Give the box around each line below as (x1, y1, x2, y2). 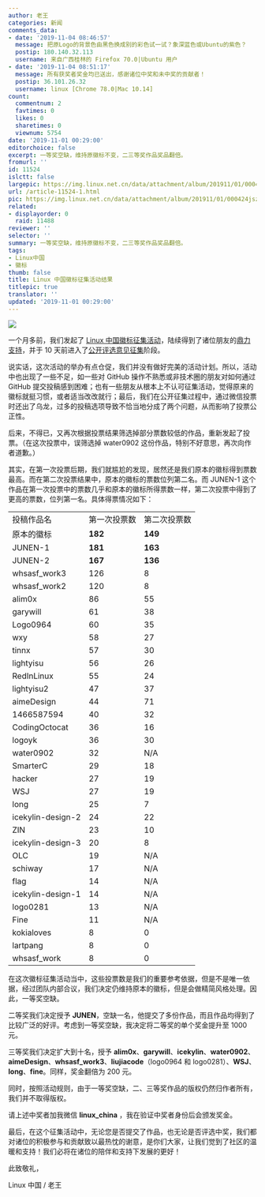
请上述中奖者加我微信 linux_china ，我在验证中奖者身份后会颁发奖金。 (8, 1110, 237, 1120)
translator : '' (8, 291, 58, 298)
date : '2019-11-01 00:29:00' (8, 136, 104, 144)
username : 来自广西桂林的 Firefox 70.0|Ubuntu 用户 (15, 56, 178, 64)
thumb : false (8, 268, 51, 276)
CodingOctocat (12, 722, 69, 733)
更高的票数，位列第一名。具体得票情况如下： (8, 494, 154, 504)
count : (8, 92, 30, 100)
